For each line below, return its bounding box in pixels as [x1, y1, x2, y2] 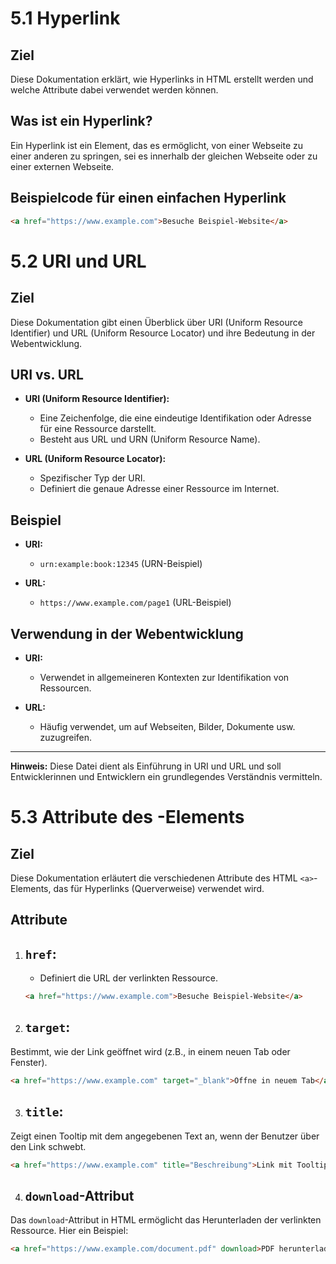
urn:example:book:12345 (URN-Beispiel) [39, 558, 203, 570]
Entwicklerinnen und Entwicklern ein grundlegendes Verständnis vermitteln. [10, 770, 323, 782]
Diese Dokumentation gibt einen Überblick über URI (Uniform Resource [10, 316, 303, 328]
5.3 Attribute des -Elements [10, 806, 245, 829]
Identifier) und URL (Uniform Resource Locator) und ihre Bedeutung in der [10, 327, 316, 339]
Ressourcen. [39, 682, 92, 694]
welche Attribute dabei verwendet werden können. [10, 84, 219, 96]
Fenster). [10, 1056, 48, 1068]
